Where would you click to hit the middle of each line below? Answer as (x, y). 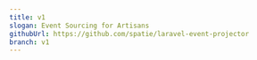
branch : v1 (29, 42)
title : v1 (28, 17)
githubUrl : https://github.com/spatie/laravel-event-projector (129, 34)
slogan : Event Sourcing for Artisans (79, 26)
